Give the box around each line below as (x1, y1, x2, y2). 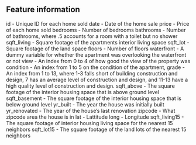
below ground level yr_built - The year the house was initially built (6, 101, 165, 108)
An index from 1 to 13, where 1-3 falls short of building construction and (6, 70, 178, 77)
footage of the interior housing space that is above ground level (6, 88, 160, 95)
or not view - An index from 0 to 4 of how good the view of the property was (6, 57, 191, 64)
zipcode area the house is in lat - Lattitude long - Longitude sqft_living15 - (6, 113, 184, 120)
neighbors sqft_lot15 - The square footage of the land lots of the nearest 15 (6, 126, 187, 133)
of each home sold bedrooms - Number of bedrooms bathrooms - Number (6, 26, 186, 33)
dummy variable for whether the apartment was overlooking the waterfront (6, 51, 187, 58)
